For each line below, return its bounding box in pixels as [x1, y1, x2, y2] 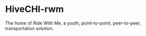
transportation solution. [5, 25, 54, 31]
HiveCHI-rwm [5, 3, 64, 15]
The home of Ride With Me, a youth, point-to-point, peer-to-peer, [5, 20, 141, 26]
